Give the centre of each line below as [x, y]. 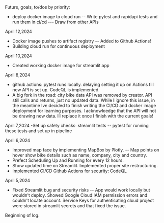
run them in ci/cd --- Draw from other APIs [55, 22]
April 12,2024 [19, 31]
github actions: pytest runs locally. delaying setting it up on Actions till [83, 84]
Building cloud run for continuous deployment [58, 46]
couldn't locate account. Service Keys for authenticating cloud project [83, 200]
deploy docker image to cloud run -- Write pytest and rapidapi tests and [85, 17]
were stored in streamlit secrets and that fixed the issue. [69, 206]
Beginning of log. [22, 215]
